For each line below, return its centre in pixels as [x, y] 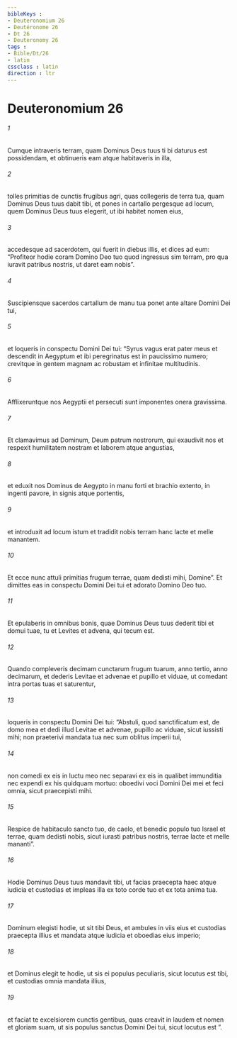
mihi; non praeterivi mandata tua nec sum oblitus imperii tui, [94, 737]
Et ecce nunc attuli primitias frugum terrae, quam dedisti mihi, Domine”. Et [115, 577]
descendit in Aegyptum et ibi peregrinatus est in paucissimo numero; [108, 356]
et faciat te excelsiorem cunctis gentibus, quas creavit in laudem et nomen [116, 1020]
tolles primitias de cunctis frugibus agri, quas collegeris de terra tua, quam [116, 197]
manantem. [24, 539]
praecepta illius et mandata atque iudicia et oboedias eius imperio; [104, 935]
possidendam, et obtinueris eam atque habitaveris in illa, [89, 158]
